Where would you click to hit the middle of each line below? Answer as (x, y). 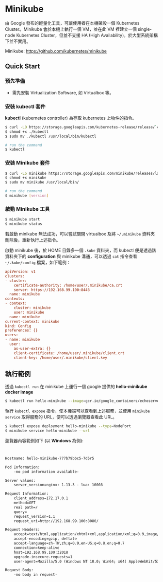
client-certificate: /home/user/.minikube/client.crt (69, 353)
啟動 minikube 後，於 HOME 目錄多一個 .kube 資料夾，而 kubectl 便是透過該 (81, 250)
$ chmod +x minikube (26, 178)
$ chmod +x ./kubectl (27, 132)
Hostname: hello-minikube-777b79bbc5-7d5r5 (50, 458)
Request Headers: (23, 530)
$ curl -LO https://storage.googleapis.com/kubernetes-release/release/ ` (81, 127)
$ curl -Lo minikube (26, 173)
